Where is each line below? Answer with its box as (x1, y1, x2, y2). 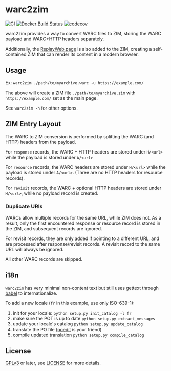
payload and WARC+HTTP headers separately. (5, 36, 104, 42)
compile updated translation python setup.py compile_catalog (12, 332, 144, 338)
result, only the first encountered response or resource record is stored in (5, 220, 161, 226)
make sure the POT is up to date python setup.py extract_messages (12, 315, 155, 321)
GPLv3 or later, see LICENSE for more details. (5, 360, 101, 366)
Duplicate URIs (5, 203, 43, 210)
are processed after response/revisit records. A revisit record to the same (5, 241, 160, 247)
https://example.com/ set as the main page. (5, 95, 98, 101)
